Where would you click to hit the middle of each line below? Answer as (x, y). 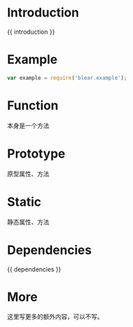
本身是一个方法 (28, 125)
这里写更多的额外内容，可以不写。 (55, 317)
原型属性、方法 (28, 173)
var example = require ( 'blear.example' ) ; (67, 78)
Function (33, 105)
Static (24, 202)
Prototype (36, 154)
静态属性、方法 (28, 222)
